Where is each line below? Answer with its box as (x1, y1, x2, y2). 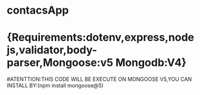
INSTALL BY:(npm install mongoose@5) (7, 82, 104, 89)
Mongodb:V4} (115, 56, 187, 69)
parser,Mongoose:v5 (7, 56, 114, 69)
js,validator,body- (7, 43, 98, 57)
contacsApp (7, 4, 69, 17)
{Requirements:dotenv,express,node (7, 31, 195, 45)
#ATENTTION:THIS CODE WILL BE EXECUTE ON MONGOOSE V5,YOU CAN (7, 75, 192, 83)
